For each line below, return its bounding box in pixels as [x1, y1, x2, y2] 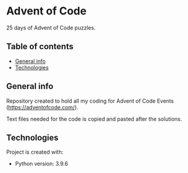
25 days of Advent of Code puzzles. [6, 24, 96, 31]
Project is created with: [6, 148, 64, 156]
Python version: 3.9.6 [14, 160, 68, 168]
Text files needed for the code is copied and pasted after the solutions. [6, 115, 183, 123]
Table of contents [6, 41, 74, 52]
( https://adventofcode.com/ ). [6, 103, 78, 111]
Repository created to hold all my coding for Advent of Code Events [6, 97, 174, 105]
